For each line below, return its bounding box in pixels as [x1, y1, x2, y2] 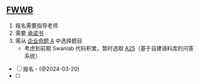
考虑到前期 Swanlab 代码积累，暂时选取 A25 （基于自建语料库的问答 [24, 44, 194, 52]
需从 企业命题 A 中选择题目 [15, 37, 83, 44]
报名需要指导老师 [15, 21, 58, 29]
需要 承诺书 [15, 29, 44, 37]
